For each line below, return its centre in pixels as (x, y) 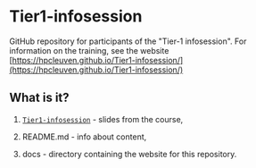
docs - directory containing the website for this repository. (129, 154)
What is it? (39, 98)
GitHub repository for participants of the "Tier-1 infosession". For (128, 41)
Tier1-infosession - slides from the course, (103, 119)
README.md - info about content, (84, 137)
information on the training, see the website (89, 50)
